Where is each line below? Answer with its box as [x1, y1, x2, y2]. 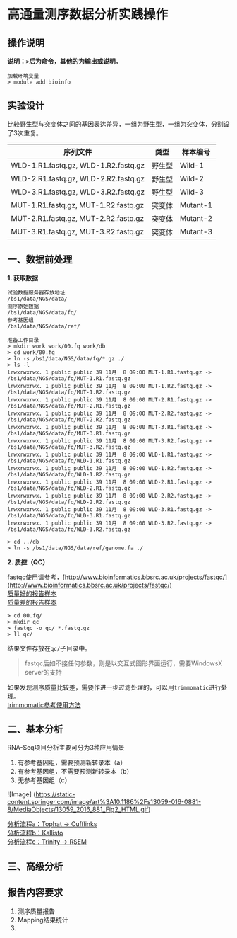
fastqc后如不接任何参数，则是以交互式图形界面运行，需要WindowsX [24, 659, 223, 668]
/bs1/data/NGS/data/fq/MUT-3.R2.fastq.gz [7, 443, 131, 450]
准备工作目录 [7, 336, 39, 343]
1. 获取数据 [7, 273, 39, 282]
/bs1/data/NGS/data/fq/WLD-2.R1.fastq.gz [7, 484, 131, 492]
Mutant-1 [179, 200, 213, 210]
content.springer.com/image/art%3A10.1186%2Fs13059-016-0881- [7, 798, 202, 806]
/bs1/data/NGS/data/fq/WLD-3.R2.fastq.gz [7, 525, 131, 533]
